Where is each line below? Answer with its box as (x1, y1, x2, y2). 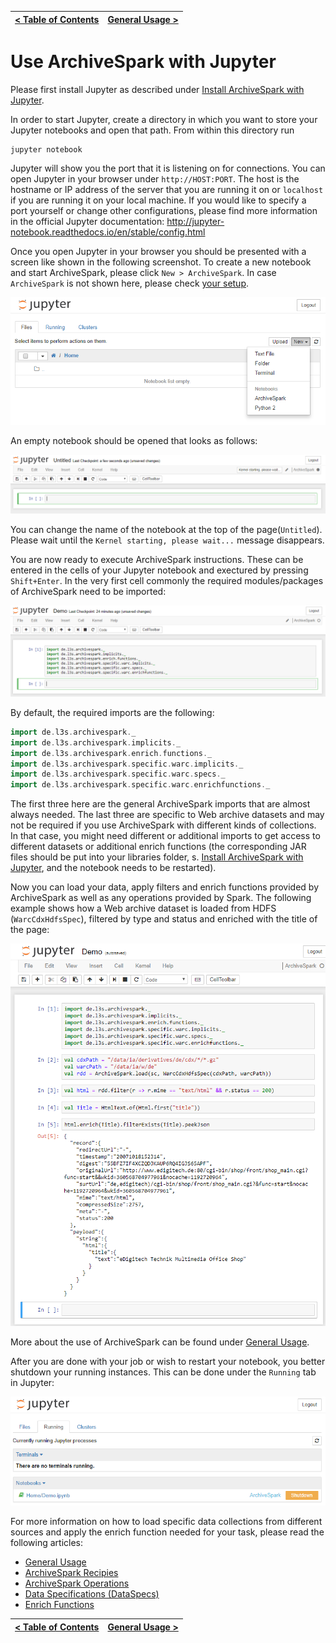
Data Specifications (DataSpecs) (24, 1588, 160, 1600)
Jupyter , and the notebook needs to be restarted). (10, 862, 217, 874)
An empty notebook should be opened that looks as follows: (10, 435, 258, 447)
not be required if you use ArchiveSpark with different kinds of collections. (10, 819, 317, 831)
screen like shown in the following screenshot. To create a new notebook (10, 256, 312, 268)
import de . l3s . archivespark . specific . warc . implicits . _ (10, 759, 244, 769)
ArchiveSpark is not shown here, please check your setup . (10, 277, 250, 289)
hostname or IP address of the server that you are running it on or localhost (10, 183, 324, 195)
